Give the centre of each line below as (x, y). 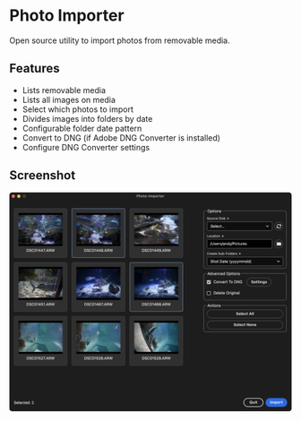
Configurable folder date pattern (82, 128)
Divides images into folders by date (87, 118)
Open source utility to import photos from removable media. (120, 40)
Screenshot (43, 176)
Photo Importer (67, 16)
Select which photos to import (78, 109)
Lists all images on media (69, 99)
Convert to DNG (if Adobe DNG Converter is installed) (121, 137)
